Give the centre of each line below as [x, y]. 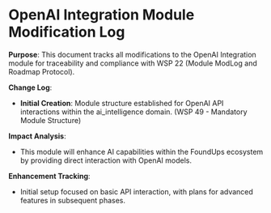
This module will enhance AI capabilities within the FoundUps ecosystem [142, 151]
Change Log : [30, 87]
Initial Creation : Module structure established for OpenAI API [122, 103]
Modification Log [67, 32]
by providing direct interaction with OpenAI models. [106, 160]
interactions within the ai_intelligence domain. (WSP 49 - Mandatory [134, 112]
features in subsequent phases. [72, 200]
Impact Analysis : [37, 136]
